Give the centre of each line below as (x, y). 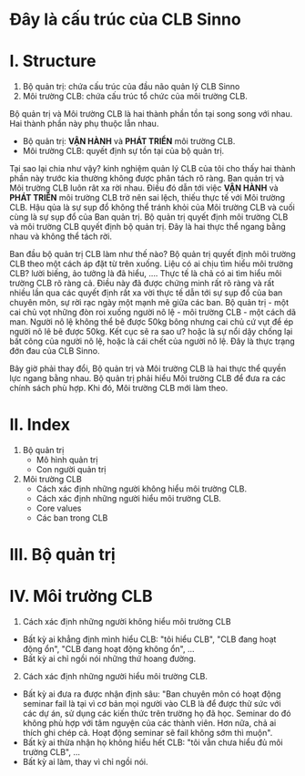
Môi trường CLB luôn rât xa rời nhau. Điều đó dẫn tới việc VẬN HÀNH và (144, 188)
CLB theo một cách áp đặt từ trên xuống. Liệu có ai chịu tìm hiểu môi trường (152, 264)
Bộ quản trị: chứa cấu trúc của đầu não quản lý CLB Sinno (131, 87)
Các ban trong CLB (72, 518)
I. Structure (53, 62)
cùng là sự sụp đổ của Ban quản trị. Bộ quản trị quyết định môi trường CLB (149, 217)
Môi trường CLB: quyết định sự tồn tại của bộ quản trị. (123, 151)
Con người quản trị (71, 470)
